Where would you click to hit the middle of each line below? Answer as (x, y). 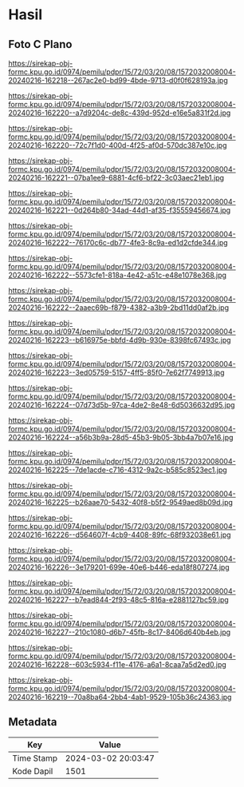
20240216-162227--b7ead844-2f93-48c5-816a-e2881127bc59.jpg (118, 600)
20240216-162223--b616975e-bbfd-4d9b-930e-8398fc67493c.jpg (120, 340)
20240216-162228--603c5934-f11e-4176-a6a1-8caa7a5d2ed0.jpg (118, 664)
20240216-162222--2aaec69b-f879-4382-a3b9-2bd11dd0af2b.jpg (119, 308)
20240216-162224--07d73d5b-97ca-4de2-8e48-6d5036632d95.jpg (122, 405)
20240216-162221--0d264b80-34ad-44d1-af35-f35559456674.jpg (120, 210)
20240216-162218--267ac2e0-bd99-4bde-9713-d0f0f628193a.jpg (118, 80)
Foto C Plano (40, 44)
